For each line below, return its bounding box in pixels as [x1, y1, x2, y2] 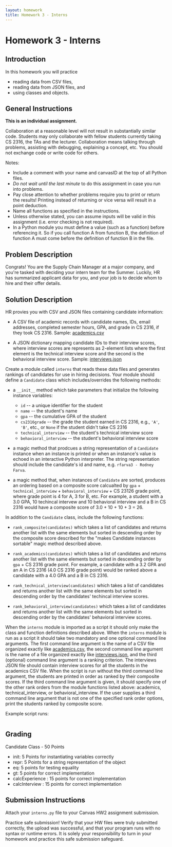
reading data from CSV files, [12, 78, 73, 85]
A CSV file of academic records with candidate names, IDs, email [12, 318, 150, 325]
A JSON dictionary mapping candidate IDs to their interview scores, [12, 339, 156, 346]
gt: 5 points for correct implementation [12, 770, 95, 776]
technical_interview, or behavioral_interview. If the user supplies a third [5, 690, 156, 696]
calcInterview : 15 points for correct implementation [12, 781, 122, 787]
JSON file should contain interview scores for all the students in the [5, 662, 148, 669]
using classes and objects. [12, 89, 69, 96]
